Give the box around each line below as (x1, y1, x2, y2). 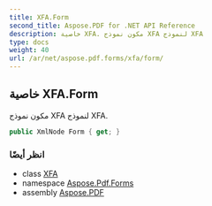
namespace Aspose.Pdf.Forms (21, 178, 134, 188)
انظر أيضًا (9, 148, 45, 160)
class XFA (21, 168, 58, 179)
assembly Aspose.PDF (21, 187, 104, 197)
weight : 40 (9, 46, 49, 55)
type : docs (9, 37, 49, 47)
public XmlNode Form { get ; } (9, 127, 121, 136)
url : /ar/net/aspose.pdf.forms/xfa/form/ (9, 54, 164, 63)
